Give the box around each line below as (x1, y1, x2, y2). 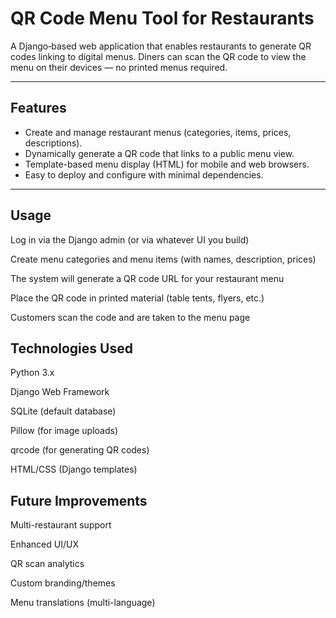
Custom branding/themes (10, 577, 116, 589)
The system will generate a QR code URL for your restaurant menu (10, 272, 285, 284)
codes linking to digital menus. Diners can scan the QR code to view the (10, 50, 307, 62)
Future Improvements (10, 492, 148, 509)
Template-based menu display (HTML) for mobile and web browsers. (24, 158, 310, 170)
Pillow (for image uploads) (10, 425, 119, 437)
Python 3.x (10, 367, 55, 379)
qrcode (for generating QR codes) (10, 444, 150, 456)
